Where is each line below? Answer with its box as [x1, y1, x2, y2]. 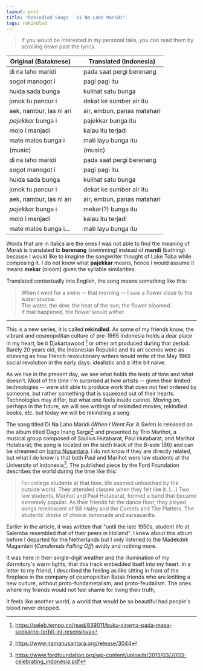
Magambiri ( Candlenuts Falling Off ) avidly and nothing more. [6, 542, 157, 550]
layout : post [6, 8, 39, 15]
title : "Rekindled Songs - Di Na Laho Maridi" [6, 14, 126, 21]
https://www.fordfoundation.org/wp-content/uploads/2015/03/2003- [14, 652, 187, 659]
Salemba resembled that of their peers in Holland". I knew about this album [6, 530, 193, 537]
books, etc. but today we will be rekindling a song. [6, 409, 131, 417]
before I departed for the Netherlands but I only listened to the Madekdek [6, 536, 189, 544]
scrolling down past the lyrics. [21, 43, 96, 50]
